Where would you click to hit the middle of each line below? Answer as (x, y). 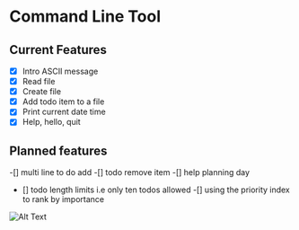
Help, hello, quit (51, 122)
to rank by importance (63, 199)
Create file (41, 92)
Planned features (58, 150)
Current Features (58, 50)
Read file (39, 82)
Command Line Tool (85, 17)
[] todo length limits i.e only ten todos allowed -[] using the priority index (156, 190)
